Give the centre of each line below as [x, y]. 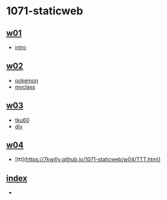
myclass [25, 87]
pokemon [27, 80]
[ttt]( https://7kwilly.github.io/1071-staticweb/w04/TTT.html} [88, 159]
